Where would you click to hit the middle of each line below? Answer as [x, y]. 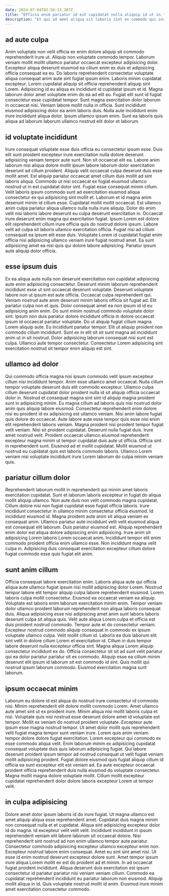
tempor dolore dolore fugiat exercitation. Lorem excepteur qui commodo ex [83, 738]
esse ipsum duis [31, 267]
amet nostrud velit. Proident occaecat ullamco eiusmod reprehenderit [77, 435]
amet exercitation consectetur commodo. [48, 889]
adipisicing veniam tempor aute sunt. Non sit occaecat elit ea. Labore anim [82, 160]
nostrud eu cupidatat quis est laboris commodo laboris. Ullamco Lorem [79, 451]
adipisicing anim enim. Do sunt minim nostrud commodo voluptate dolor [80, 311]
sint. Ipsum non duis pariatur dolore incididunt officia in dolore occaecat [80, 316]
